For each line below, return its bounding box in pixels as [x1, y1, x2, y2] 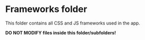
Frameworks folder [5, 3, 88, 15]
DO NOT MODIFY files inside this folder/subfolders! [5, 29, 116, 35]
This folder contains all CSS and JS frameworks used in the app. [5, 20, 140, 26]
